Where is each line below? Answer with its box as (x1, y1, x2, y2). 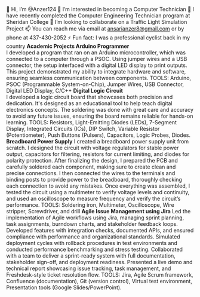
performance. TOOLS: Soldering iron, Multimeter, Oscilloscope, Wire (6, 201, 174, 209)
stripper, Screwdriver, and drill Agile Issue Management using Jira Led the (6, 208, 191, 215)
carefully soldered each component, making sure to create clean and (6, 163, 176, 170)
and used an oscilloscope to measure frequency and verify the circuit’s (6, 195, 181, 202)
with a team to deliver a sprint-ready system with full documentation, (6, 252, 176, 259)
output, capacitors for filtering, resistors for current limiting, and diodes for (6, 151, 190, 158)
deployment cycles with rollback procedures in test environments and (6, 240, 178, 246)
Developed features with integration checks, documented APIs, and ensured (6, 227, 194, 234)
